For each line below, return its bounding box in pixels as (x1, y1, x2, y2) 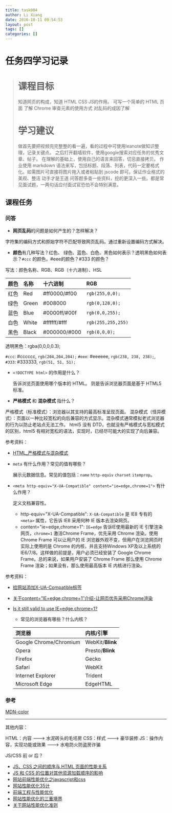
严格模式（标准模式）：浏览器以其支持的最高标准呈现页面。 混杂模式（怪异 (5, 409, 161, 415)
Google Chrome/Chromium (15, 639, 80, 646)
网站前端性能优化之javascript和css (12, 776, 86, 783)
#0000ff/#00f (42, 309, 77, 316)
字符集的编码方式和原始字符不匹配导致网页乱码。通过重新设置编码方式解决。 (5, 238, 167, 244)
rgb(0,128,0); (86, 300, 121, 306)
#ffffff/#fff (42, 319, 68, 326)
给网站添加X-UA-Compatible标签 (12, 584, 82, 590)
